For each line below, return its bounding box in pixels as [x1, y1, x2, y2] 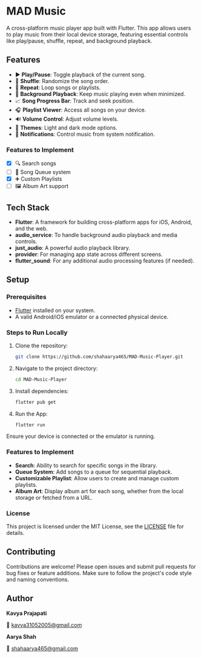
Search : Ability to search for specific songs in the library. [15, 462, 157, 469]
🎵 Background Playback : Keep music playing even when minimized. [15, 90, 186, 98]
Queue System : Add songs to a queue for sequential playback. [15, 468, 172, 475]
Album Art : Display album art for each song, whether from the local [15, 487, 184, 495]
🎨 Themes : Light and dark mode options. [15, 124, 118, 131]
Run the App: [15, 410, 48, 417]
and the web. [15, 224, 48, 232]
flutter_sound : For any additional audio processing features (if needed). [15, 257, 195, 264]
